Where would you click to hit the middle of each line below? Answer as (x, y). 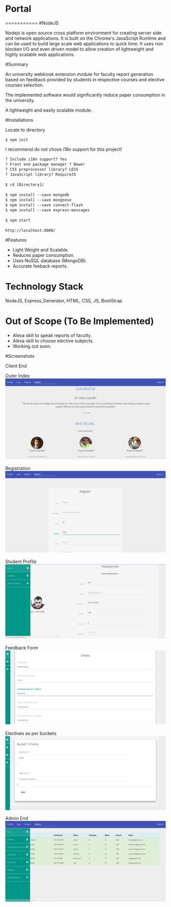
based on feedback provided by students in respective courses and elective (85, 79)
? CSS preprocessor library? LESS (42, 169)
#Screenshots (20, 356)
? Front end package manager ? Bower (45, 164)
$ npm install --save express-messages (48, 210)
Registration (18, 468)
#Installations (19, 120)
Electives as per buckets (31, 733)
